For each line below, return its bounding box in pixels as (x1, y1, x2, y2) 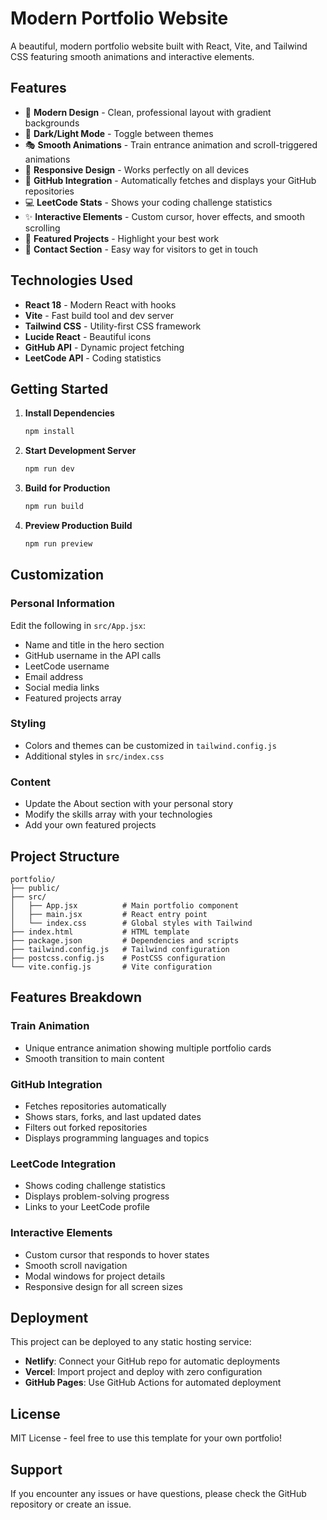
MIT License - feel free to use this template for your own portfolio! (10, 1432, 282, 1444)
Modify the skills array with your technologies (24, 808, 213, 821)
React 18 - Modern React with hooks (24, 298, 177, 311)
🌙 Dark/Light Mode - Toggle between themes (24, 127, 214, 139)
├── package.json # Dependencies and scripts (10, 935, 240, 946)
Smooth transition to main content (24, 1052, 165, 1064)
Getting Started (10, 380, 109, 397)
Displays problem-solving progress (24, 1190, 170, 1202)
